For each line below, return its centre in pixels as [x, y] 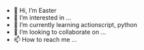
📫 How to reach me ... [45, 40]
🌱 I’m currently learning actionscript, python [75, 25]
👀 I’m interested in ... [42, 18]
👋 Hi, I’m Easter [35, 10]
